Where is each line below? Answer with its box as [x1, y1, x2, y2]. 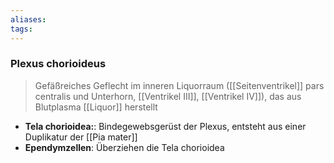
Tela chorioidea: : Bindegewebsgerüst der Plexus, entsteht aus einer [24, 120, 307, 132]
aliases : [10, 14, 47, 25]
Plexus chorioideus [10, 57, 107, 71]
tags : [10, 24, 33, 34]
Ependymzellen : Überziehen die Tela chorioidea [24, 141, 225, 153]
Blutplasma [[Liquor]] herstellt [34, 101, 158, 113]
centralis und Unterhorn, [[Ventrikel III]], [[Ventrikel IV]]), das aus [34, 90, 302, 102]
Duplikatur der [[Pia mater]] [24, 131, 138, 143]
